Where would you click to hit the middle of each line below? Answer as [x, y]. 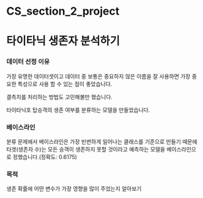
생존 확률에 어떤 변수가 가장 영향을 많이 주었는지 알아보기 [74, 189]
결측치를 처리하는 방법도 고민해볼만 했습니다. [60, 97]
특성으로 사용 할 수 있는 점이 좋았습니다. [65, 84]
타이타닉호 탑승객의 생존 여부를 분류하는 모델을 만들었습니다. [78, 110]
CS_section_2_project [63, 11]
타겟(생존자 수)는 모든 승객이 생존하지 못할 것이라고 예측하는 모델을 [86, 149]
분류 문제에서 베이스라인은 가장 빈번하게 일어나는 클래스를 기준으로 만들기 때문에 [102, 141]
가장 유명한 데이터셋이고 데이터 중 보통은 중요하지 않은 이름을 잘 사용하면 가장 [98, 76]
